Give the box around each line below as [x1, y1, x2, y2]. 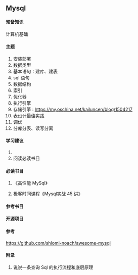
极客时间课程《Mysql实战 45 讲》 [13, 191, 83, 197]
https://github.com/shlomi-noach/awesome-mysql [6, 240, 111, 246]
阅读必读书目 [13, 155, 40, 161]
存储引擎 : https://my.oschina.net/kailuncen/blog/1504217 [13, 106, 133, 112]
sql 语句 [13, 74, 30, 80]
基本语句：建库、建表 [13, 68, 58, 74]
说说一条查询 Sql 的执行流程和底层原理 [13, 264, 94, 270]
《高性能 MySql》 [13, 180, 48, 186]
